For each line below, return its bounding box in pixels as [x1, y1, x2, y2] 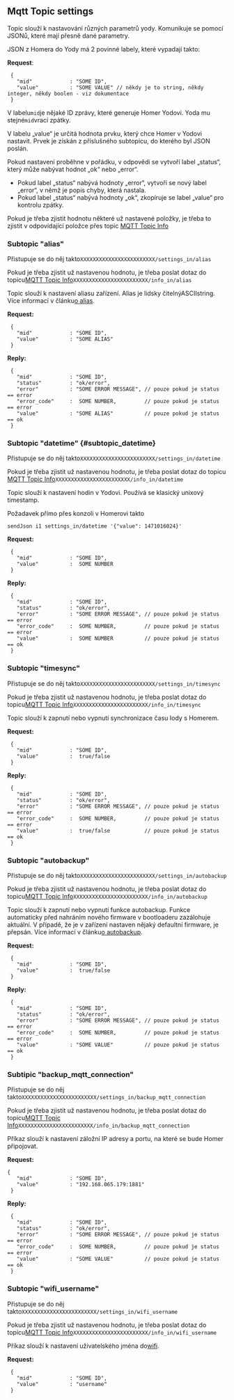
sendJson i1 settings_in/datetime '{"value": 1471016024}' [7, 523, 182, 530]
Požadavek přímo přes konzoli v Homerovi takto [7, 510, 145, 518]
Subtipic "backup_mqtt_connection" [7, 1069, 134, 1079]
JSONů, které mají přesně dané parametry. [7, 31, 130, 40]
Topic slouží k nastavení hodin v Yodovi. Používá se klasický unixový [7, 489, 204, 497]
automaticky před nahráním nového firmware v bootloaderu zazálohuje [7, 913, 211, 921]
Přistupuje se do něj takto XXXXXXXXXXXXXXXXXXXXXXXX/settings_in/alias [7, 255, 212, 263]
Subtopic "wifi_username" [7, 1284, 100, 1293]
